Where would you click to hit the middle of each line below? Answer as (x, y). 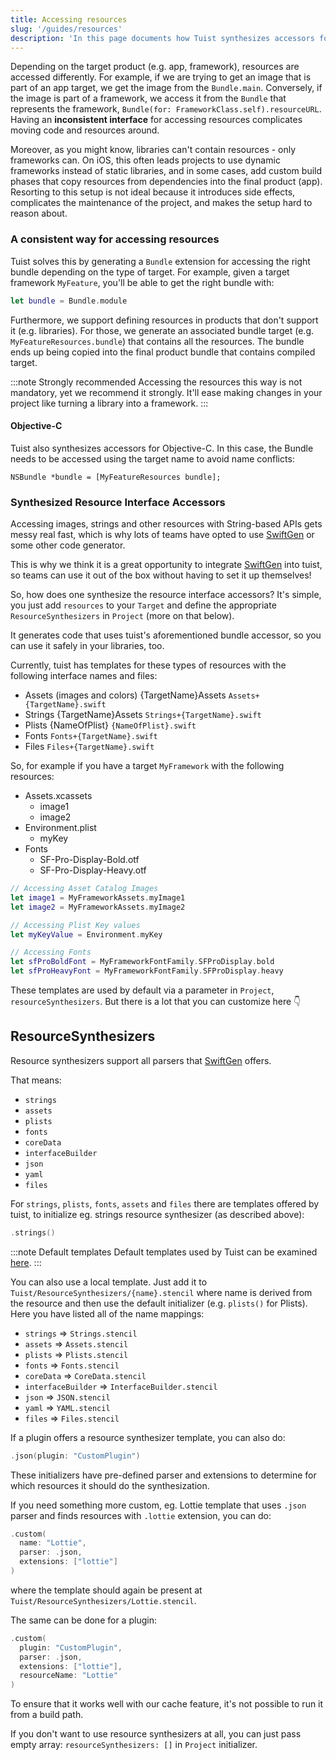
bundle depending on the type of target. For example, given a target (150, 272)
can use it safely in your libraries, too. (87, 646)
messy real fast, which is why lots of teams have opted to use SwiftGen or (162, 535)
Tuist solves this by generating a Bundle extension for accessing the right (160, 261)
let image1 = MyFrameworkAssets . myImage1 (98, 897)
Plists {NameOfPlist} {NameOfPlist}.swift (110, 725)
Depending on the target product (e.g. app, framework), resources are (155, 67)
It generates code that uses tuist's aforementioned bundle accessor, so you (166, 635)
